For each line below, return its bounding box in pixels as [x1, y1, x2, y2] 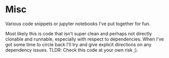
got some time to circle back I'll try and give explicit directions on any [5, 41, 152, 47]
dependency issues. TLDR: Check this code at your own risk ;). [5, 47, 138, 53]
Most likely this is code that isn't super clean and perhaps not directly [5, 30, 152, 36]
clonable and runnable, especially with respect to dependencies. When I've [5, 36, 164, 42]
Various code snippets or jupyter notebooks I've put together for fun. [5, 21, 151, 27]
